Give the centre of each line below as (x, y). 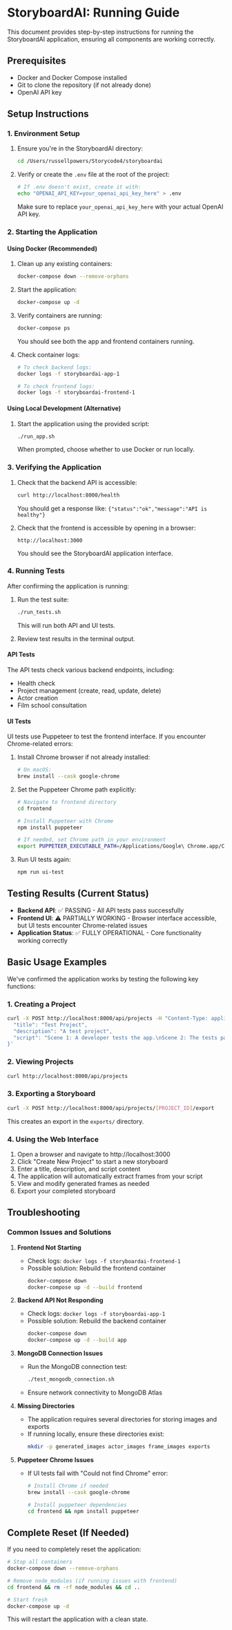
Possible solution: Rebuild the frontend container (97, 1268)
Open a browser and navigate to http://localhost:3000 (94, 1154)
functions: (21, 986)
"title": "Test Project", (51, 1025)
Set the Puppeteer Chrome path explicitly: (77, 789)
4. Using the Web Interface (53, 1139)
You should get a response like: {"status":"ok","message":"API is (112, 508)
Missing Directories (46, 1406)
